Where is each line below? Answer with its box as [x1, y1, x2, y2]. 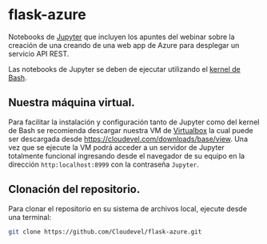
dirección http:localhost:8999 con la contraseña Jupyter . [8, 159, 200, 169]
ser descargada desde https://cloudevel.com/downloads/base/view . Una [8, 134, 248, 144]
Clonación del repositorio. [8, 183, 141, 196]
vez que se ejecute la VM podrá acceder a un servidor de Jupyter [8, 142, 225, 152]
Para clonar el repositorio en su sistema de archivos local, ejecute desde [8, 203, 248, 213]
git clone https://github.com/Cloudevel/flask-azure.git [8, 227, 202, 236]
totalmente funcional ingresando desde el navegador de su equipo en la [8, 151, 245, 160]
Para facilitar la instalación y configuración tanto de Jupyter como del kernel [8, 117, 260, 127]
